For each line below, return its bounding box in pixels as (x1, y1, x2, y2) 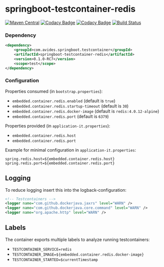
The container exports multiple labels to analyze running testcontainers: (5, 236, 150, 243)
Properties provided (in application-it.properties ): (5, 123, 111, 129)
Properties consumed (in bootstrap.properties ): (5, 88, 103, 94)
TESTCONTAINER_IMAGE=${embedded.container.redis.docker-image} (12, 252, 144, 257)
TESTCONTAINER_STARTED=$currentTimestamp (12, 257, 98, 262)
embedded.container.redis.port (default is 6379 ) (12, 113, 109, 119)
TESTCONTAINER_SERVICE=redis (12, 247, 72, 252)
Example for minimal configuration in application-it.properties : (5, 147, 136, 153)
